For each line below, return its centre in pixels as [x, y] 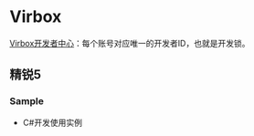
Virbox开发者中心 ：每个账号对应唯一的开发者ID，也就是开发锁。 [130, 43]
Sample [26, 101]
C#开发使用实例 [52, 122]
